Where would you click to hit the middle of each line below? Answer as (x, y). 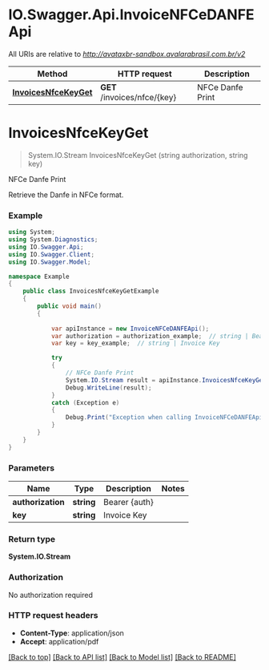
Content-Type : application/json (72, 633)
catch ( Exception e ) (85, 402)
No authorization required (51, 595)
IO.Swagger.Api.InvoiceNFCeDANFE (131, 15)
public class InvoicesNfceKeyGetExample (91, 291)
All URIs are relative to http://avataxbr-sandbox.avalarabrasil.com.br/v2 (127, 54)
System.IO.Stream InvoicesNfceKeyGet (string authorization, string (138, 155)
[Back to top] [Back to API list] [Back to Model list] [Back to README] (122, 657)
